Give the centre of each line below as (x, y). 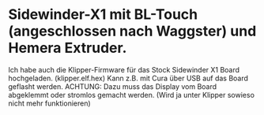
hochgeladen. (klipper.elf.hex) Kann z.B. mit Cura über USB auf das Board (128, 78)
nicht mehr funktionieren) (49, 103)
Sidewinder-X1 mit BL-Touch (103, 15)
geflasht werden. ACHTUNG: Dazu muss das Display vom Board (113, 86)
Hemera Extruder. (68, 48)
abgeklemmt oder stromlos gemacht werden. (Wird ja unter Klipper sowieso (132, 95)
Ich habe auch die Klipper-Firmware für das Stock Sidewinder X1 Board (124, 69)
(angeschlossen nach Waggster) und (132, 31)
